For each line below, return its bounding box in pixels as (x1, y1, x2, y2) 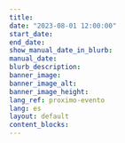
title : (9, 12, 34, 22)
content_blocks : (9, 121, 69, 130)
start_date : (9, 29, 53, 38)
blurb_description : (9, 63, 82, 72)
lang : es (9, 104, 42, 113)
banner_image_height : (9, 87, 90, 96)
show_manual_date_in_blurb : (9, 46, 113, 55)
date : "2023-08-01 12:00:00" (9, 21, 117, 30)
